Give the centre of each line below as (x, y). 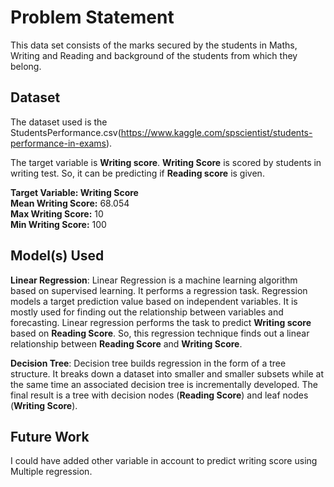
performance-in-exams (58, 143)
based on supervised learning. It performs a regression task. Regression (159, 290)
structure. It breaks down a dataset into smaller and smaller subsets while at (167, 373)
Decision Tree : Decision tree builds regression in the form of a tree (148, 363)
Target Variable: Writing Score (74, 192)
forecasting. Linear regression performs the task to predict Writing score (161, 322)
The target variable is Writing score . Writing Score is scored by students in (166, 162)
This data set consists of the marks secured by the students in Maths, (154, 45)
